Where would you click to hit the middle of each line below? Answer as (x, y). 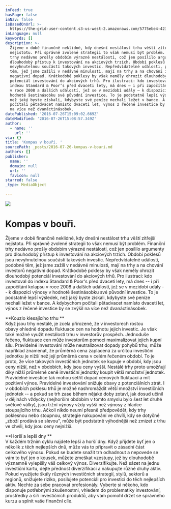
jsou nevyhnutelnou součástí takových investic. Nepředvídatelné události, (82, 259)
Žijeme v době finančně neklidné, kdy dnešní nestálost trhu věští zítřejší (80, 238)
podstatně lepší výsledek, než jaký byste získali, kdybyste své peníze (78, 297)
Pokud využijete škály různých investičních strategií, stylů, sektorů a (77, 474)
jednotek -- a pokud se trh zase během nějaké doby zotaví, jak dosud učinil (84, 394)
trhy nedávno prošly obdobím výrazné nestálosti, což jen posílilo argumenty (85, 249)
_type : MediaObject (26, 185)
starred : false (21, 180)
